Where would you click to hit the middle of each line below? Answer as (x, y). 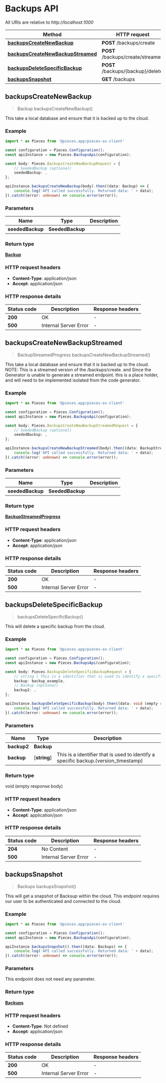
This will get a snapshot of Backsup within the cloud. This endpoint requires (82, 896)
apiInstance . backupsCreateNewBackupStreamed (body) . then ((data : (72, 448)
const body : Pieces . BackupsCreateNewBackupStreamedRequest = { (72, 425)
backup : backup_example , (40, 681)
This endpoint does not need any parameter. (50, 979)
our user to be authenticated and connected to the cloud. (63, 901)
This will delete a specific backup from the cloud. (55, 626)
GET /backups (118, 79)
